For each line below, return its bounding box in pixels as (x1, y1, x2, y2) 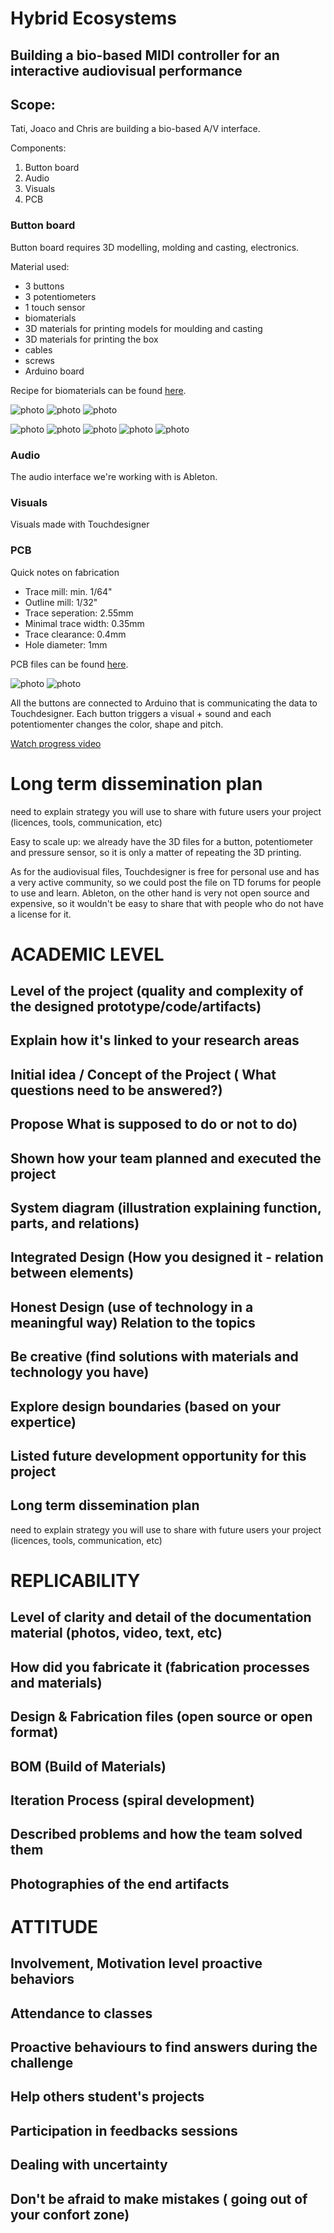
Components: (10, 142, 67, 154)
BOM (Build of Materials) (10, 1758, 167, 1775)
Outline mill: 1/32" (24, 596, 98, 608)
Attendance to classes (10, 2005, 153, 2022)
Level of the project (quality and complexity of (10, 983, 304, 1000)
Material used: (10, 260, 70, 272)
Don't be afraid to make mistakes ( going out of (10, 2190, 308, 2207)
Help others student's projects (10, 2088, 205, 2106)
